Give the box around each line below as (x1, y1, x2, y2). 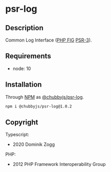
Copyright (5, 118, 38, 126)
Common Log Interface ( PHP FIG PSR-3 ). (5, 37, 92, 43)
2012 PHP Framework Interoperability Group (12, 161, 106, 167)
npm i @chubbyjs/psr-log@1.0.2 (5, 103, 72, 109)
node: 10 (12, 65, 31, 72)
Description (5, 24, 43, 32)
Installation (5, 80, 42, 89)
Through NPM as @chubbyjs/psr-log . (5, 94, 84, 100)
